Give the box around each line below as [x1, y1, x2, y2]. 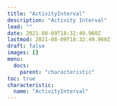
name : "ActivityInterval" [13, 88, 89, 95]
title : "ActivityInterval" [7, 10, 86, 17]
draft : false [7, 43, 45, 50]
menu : [7, 56, 23, 63]
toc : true [7, 75, 36, 82]
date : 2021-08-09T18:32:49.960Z [7, 29, 101, 37]
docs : [13, 62, 30, 69]
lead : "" [7, 23, 33, 30]
